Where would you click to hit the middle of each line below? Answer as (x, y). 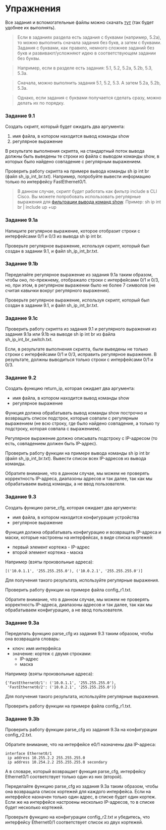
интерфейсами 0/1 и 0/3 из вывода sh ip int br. (54, 236)
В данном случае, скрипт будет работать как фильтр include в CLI (87, 191)
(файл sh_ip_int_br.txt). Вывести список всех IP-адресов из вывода (76, 459)
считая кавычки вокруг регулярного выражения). (58, 290)
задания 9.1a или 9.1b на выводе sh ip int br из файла (60, 334)
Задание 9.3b (22, 718)
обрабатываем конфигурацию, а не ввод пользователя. (64, 610)
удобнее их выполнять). (30, 27)
